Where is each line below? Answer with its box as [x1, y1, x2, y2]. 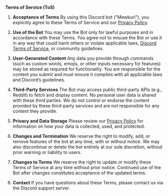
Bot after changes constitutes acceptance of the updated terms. [12, 170, 147, 176]
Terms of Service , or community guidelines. [12, 46, 104, 51]
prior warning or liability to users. [12, 149, 82, 155]
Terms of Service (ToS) [5, 5, 55, 10]
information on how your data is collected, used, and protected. [12, 124, 145, 129]
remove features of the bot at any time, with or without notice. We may [12, 139, 160, 144]
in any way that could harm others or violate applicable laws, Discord [12, 40, 157, 46]
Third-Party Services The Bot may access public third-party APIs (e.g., [12, 87, 162, 93]
